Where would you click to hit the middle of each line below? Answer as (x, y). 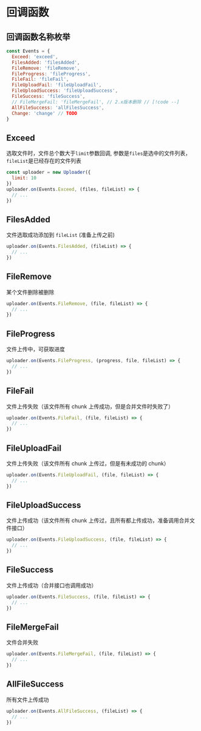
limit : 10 (24, 178)
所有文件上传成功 (28, 699)
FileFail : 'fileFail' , (40, 80)
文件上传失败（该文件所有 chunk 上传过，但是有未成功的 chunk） (88, 463)
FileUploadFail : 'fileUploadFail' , (57, 85)
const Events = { (28, 51)
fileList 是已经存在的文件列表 (44, 161)
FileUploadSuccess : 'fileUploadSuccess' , (65, 91)
